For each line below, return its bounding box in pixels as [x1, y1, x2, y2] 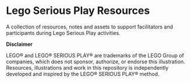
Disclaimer [6, 41, 33, 48]
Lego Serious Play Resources [6, 4, 150, 17]
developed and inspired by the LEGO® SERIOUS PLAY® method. [6, 70, 160, 77]
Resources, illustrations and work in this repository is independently [6, 64, 169, 71]
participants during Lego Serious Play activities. [6, 29, 121, 36]
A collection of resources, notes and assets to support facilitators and [6, 23, 174, 30]
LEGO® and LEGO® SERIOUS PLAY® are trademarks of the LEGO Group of [6, 52, 185, 59]
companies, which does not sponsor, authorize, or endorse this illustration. [6, 58, 185, 65]
